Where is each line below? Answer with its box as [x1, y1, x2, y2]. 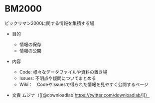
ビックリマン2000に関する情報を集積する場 [4, 20, 95, 26]
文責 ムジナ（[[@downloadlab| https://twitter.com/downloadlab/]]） [11, 92, 150, 98]
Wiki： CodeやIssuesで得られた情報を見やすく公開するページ [19, 81, 149, 87]
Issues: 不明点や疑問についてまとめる [19, 75, 96, 81]
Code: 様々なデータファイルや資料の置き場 [19, 68, 108, 75]
